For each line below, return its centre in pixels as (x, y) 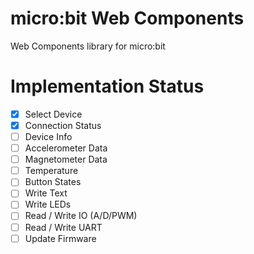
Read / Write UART (63, 227)
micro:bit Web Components (127, 18)
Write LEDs (48, 204)
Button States (53, 182)
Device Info (48, 136)
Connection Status (63, 125)
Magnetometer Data (66, 159)
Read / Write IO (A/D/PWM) (81, 216)
